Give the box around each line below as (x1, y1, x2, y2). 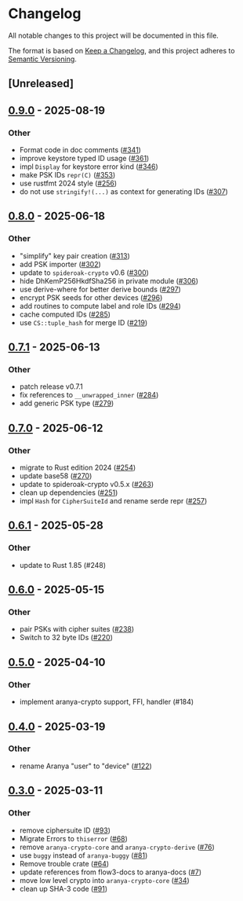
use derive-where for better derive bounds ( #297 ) (19, 284, 182, 294)
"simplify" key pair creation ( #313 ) (19, 251, 131, 260)
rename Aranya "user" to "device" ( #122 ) (19, 761, 153, 771)
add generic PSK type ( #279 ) (19, 398, 114, 408)
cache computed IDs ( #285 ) (19, 309, 111, 319)
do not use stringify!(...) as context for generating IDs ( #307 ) (19, 187, 229, 196)
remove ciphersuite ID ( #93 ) (19, 826, 111, 835)
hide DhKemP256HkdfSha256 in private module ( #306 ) (19, 276, 198, 285)
